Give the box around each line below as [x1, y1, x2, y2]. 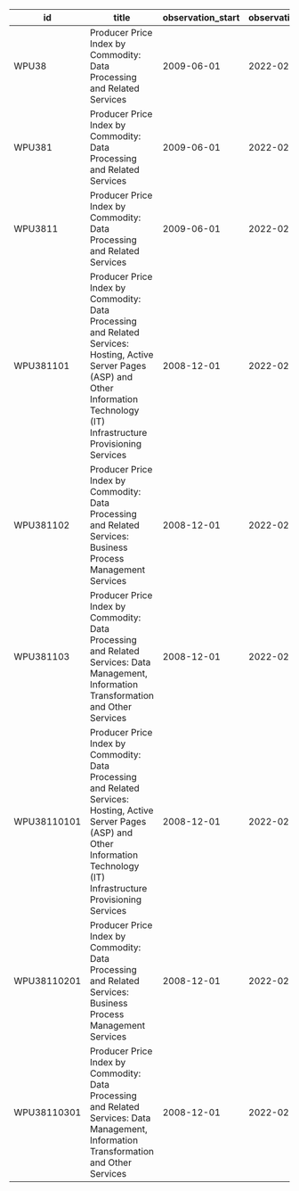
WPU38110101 [13, 816, 82, 827]
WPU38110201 [13, 975, 82, 987]
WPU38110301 [13, 1106, 82, 1118]
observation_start [162, 12, 240, 23]
